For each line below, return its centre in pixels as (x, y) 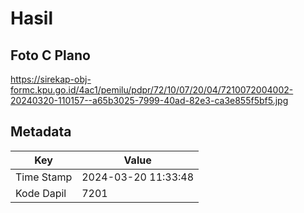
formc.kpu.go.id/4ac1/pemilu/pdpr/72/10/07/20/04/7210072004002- (152, 90)
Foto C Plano (50, 55)
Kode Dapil (41, 193)
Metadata (41, 132)
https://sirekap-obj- (51, 79)
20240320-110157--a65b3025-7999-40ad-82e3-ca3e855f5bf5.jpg (149, 100)
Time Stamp (44, 177)
